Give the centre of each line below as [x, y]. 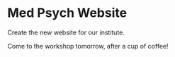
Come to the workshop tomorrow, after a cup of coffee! [88, 46]
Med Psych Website [67, 13]
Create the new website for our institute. [66, 32]
